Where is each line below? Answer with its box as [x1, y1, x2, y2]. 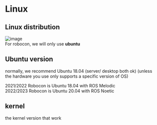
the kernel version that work [5, 115, 62, 121]
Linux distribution [5, 23, 60, 31]
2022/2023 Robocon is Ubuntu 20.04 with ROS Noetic [5, 88, 115, 94]
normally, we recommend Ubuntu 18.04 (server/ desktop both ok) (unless [5, 68, 153, 74]
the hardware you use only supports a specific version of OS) [5, 73, 129, 79]
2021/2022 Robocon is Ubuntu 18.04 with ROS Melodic [5, 83, 116, 88]
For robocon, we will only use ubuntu [5, 41, 80, 47]
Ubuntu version [5, 55, 54, 63]
